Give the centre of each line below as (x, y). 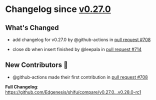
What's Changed (32, 28)
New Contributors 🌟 (37, 65)
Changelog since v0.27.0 (58, 9)
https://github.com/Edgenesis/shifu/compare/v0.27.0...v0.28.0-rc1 (73, 92)
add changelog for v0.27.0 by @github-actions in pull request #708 (81, 39)
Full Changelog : (22, 86)
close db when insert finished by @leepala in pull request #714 (77, 49)
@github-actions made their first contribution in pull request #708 (80, 77)
